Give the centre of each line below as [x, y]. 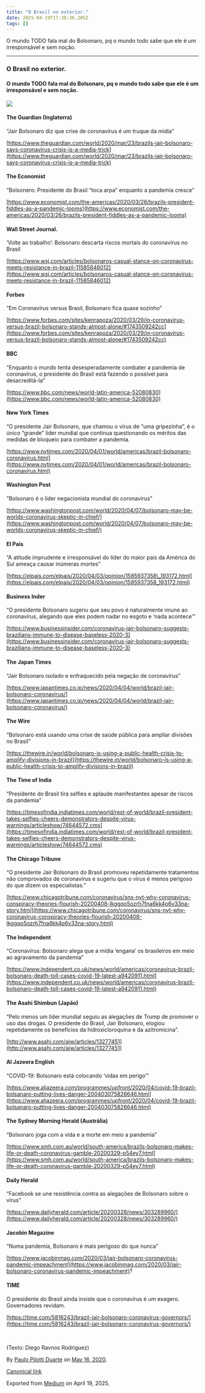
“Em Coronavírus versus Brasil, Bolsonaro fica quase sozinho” [84, 308]
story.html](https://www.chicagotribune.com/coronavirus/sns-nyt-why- [96, 910]
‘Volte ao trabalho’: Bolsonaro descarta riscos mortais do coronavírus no [97, 243]
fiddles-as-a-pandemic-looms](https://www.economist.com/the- [88, 208]
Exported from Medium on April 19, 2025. [58, 1383]
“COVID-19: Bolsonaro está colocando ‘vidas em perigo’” [78, 1076]
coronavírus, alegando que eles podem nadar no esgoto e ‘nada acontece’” [101, 617]
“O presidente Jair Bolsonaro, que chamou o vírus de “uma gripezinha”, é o [101, 426]
